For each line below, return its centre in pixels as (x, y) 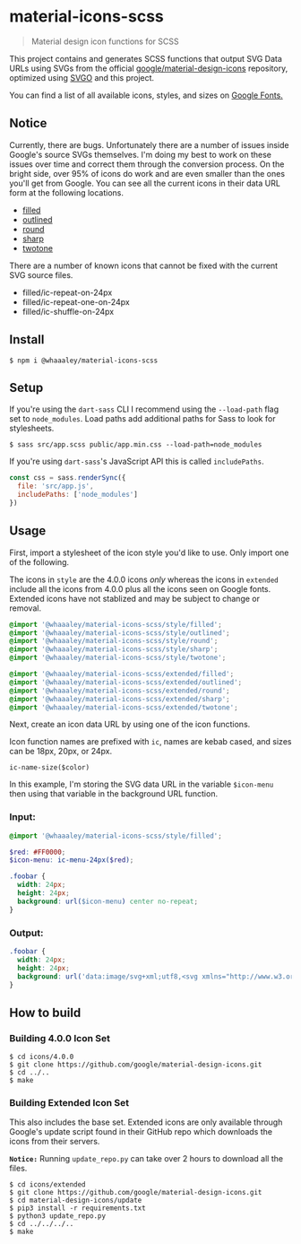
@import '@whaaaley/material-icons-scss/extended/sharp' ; (120, 699)
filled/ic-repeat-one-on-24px (76, 301)
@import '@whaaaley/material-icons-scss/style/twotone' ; (118, 658)
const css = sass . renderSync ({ (68, 478)
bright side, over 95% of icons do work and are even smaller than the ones (147, 173)
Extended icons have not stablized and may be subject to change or (134, 598)
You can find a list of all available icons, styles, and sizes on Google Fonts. (146, 95)
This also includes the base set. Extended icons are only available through (146, 1122)
